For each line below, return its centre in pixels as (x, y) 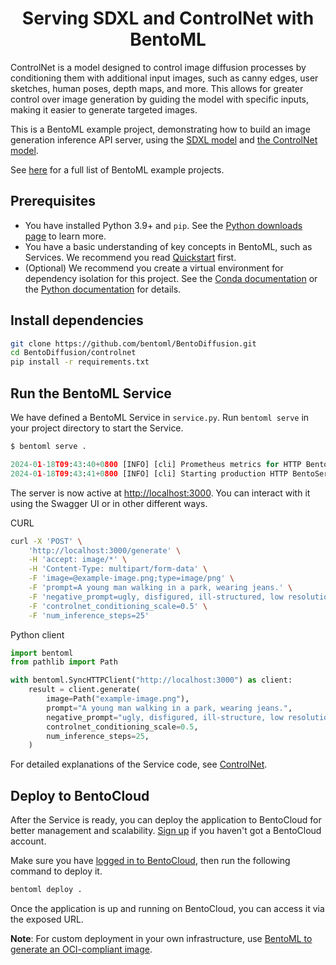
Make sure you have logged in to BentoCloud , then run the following (150, 861)
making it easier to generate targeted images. (104, 109)
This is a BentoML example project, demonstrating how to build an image (160, 129)
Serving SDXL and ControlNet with (168, 18)
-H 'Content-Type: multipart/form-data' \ (118, 569)
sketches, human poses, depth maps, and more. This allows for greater (157, 88)
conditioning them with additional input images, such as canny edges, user (164, 78)
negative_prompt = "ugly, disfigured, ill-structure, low (165, 717)
